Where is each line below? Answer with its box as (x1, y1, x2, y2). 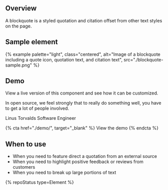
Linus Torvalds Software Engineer (5, 115, 76, 121)
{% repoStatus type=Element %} (5, 179, 74, 185)
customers (12, 164, 36, 170)
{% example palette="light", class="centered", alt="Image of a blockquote (5, 51, 161, 57)
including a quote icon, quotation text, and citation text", (5, 56, 123, 62)
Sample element (5, 38, 58, 46)
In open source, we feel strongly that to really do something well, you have (5, 100, 161, 106)
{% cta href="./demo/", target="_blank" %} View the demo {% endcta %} (5, 125, 159, 131)
